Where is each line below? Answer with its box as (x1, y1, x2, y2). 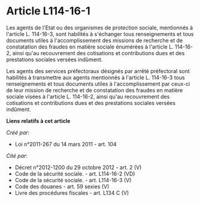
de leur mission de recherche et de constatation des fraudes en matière (6, 86, 183, 94)
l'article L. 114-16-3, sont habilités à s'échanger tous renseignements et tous (6, 30, 194, 37)
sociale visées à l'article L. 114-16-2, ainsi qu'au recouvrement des (6, 93, 170, 100)
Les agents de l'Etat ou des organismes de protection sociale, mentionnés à (6, 24, 193, 31)
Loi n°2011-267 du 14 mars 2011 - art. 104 (14, 140, 117, 147)
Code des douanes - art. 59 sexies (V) (14, 183, 110, 190)
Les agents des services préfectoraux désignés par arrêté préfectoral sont (6, 67, 190, 74)
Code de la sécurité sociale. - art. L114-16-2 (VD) (14, 170, 135, 177)
